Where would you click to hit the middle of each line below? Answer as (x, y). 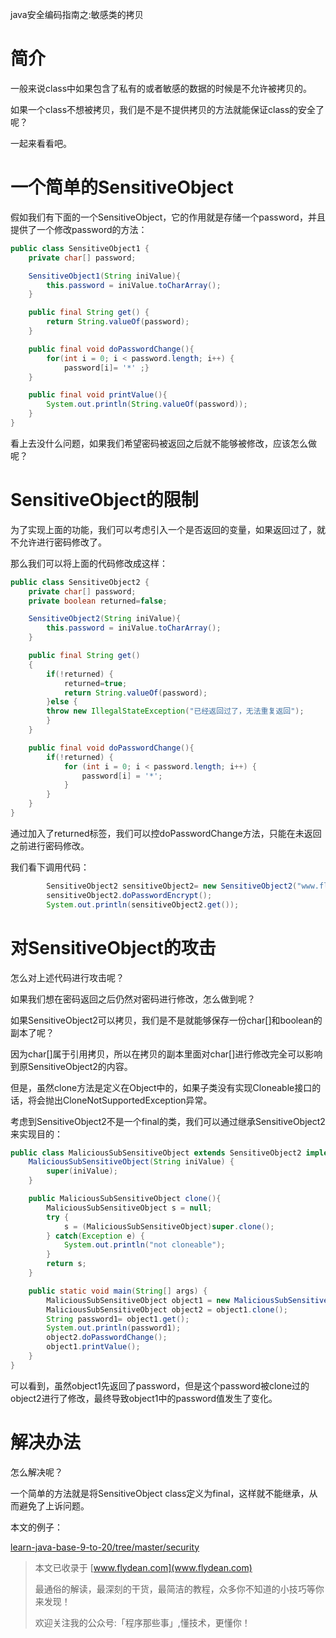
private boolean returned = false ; (98, 601)
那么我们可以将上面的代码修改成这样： (89, 563)
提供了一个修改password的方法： (79, 229)
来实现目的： (36, 1134)
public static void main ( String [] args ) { (118, 1291)
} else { (62, 702)
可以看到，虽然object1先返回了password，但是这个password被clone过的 (160, 1385)
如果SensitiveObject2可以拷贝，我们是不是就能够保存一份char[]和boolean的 (166, 1020)
